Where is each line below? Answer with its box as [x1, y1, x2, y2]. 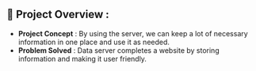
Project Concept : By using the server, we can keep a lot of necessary [17, 28, 248, 38]
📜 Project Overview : [6, 8, 109, 21]
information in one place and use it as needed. [17, 37, 170, 47]
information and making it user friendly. [17, 54, 147, 63]
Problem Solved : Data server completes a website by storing [17, 45, 220, 55]
